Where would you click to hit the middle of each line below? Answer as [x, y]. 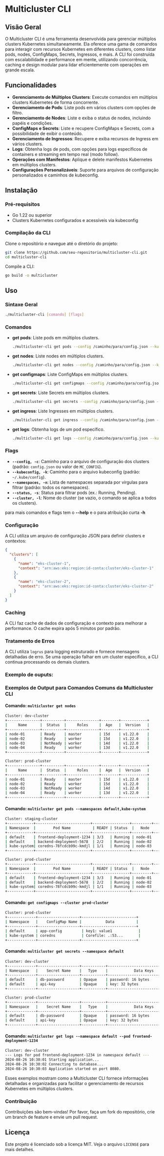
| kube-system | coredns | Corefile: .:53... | [73, 935]
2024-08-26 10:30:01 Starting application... [52, 1060]
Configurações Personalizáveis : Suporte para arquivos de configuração [85, 170]
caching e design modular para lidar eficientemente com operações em [77, 65]
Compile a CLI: [20, 266]
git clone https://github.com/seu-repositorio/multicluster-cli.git [76, 252]
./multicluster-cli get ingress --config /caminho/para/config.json [83, 420]
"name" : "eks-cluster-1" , [44, 563]
